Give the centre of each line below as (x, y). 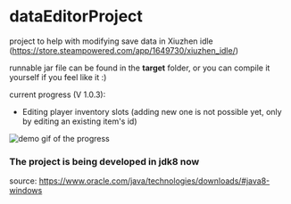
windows (26, 191)
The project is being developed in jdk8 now (104, 161)
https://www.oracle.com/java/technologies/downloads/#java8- (154, 181)
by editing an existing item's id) (79, 121)
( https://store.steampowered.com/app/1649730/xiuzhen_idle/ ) (124, 50)
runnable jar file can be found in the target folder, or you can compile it (140, 68)
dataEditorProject (76, 16)
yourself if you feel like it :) (58, 77)
